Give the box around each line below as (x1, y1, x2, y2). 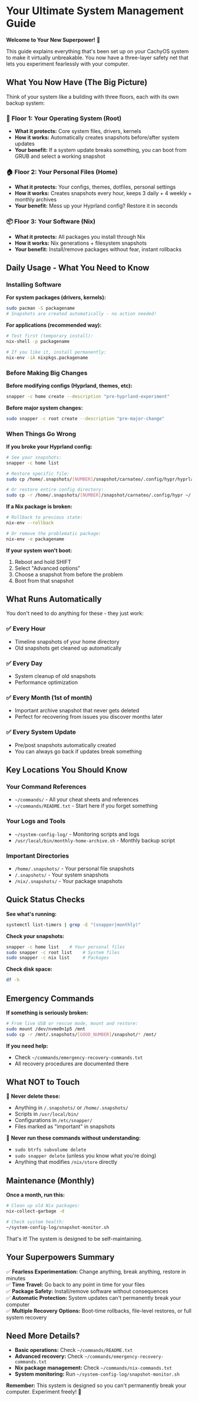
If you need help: (6, 1042, 48, 1049)
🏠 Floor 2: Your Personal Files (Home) (6, 167, 118, 176)
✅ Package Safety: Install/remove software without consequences (6, 1288, 169, 1295)
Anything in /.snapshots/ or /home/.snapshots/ (14, 1104, 128, 1111)
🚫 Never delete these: (6, 1092, 61, 1100)
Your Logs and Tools (6, 817, 66, 825)
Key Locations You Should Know (6, 765, 128, 775)
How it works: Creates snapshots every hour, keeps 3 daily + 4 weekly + (14, 190, 192, 197)
